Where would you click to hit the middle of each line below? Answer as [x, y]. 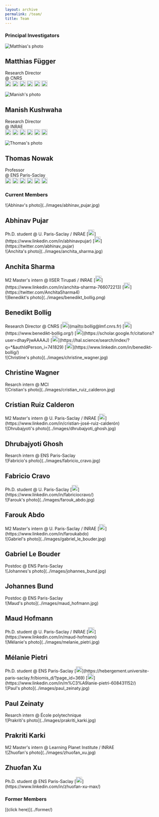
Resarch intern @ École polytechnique [43, 715]
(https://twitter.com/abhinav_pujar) [40, 246]
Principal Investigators [32, 35]
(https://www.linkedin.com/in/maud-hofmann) [51, 637]
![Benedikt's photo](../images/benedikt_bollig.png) [55, 298]
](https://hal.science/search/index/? [94, 340]
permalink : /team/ [24, 14]
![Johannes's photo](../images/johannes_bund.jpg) [56, 571]
